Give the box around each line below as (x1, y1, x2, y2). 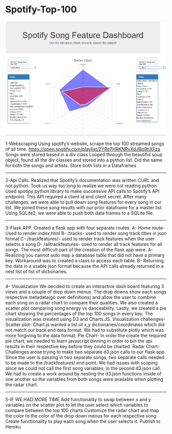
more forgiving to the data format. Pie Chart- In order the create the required (5, 333, 167, 339)
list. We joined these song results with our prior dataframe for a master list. (5, 205, 163, 211)
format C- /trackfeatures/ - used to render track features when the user (5, 236, 155, 242)
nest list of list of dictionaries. (5, 268, 68, 275)
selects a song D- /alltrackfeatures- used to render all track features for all (5, 241, 162, 247)
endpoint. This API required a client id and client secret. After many (5, 194, 147, 200)
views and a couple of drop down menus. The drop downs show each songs (5, 289, 167, 295)
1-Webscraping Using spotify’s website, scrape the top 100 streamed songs (5, 140, 165, 147)
